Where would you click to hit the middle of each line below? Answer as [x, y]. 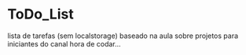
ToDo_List [40, 14]
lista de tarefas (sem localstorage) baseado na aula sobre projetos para [123, 36]
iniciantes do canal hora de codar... [64, 43]
